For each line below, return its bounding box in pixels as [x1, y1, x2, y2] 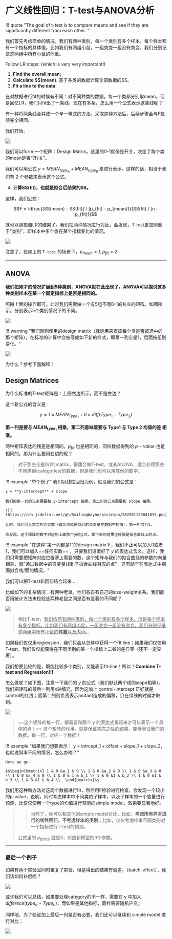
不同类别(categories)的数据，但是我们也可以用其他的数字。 [17, 467, 142, 474]
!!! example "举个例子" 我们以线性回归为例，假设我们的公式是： [5, 478, 138, 484]
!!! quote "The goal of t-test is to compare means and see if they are [5, 22, 149, 28]
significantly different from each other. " [5, 27, 90, 33]
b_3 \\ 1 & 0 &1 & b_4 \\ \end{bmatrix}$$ [5, 777, 100, 782]
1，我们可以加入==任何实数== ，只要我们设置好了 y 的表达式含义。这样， [5, 548, 160, 554]
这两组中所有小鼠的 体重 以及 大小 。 [17, 628, 90, 635]
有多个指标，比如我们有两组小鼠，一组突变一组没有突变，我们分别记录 [17, 622, 166, 628]
